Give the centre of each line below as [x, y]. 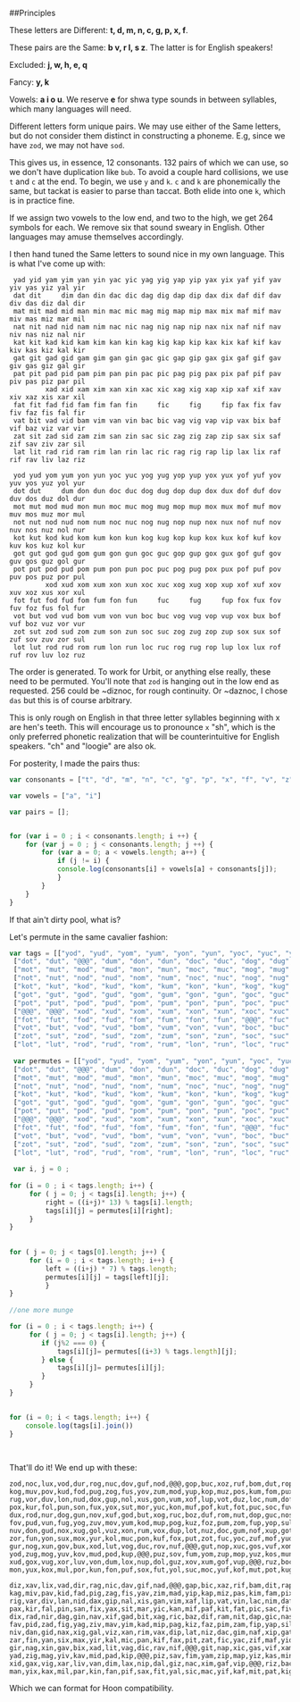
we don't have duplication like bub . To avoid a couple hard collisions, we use [149, 172]
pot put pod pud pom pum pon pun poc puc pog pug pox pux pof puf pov [147, 569]
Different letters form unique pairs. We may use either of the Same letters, [145, 126]
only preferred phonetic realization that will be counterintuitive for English [144, 737]
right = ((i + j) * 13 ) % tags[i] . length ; [119, 1202]
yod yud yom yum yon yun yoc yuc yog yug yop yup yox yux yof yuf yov [147, 475]
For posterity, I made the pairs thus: [75, 763]
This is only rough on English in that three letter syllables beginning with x [145, 717]
